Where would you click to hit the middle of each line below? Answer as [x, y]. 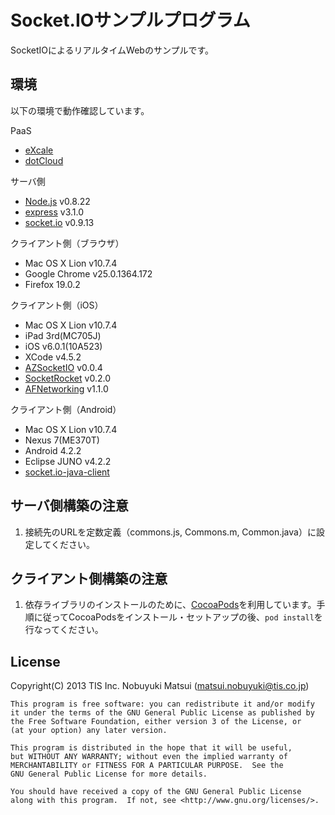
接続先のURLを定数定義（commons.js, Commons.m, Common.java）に [170, 532]
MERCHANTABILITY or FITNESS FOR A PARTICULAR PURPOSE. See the [147, 766]
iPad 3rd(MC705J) [63, 335]
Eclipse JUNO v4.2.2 [68, 461]
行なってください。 [64, 630]
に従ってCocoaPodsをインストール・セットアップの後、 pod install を [178, 617]
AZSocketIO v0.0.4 [63, 367]
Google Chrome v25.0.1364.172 [88, 273]
